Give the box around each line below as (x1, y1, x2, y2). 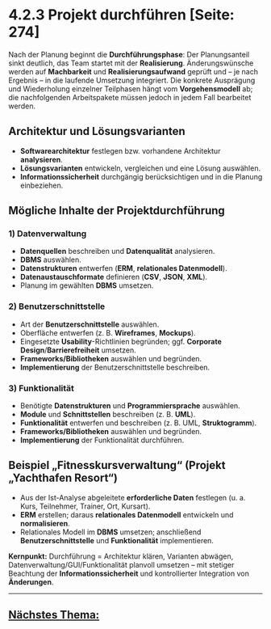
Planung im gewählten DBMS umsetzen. (19, 281, 154, 290)
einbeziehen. (19, 180, 64, 190)
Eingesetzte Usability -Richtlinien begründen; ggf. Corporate (19, 336, 222, 346)
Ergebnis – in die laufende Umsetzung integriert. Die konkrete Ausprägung (8, 75, 256, 85)
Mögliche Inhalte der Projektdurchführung (8, 204, 226, 217)
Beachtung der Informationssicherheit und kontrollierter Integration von (8, 568, 250, 578)
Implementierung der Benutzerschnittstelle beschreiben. (19, 362, 211, 372)
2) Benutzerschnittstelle (8, 301, 106, 312)
